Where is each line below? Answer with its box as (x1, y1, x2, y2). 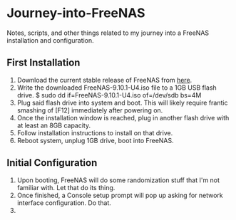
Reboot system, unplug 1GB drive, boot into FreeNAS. (16, 136, 174, 145)
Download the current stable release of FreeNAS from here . (16, 75, 193, 84)
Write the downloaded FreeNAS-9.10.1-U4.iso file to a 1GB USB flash (16, 83, 217, 92)
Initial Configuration (6, 157, 98, 169)
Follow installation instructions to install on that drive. (16, 128, 173, 137)
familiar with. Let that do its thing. (16, 183, 116, 192)
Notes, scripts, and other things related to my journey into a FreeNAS (6, 28, 210, 37)
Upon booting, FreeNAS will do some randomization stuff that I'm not (16, 176, 220, 184)
